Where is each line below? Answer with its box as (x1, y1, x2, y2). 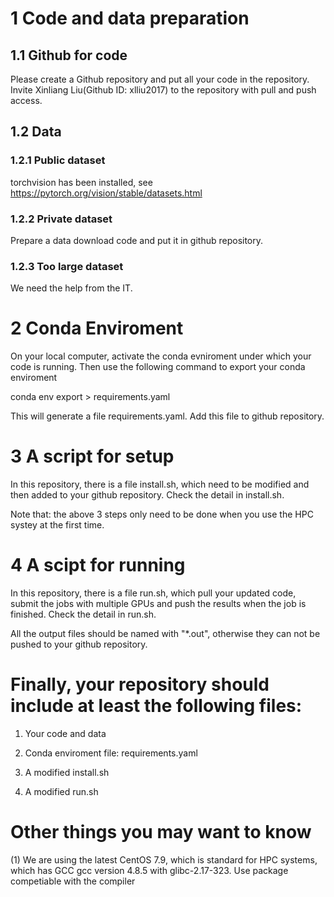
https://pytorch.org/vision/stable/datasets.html (10, 187, 203, 199)
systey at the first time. (10, 519, 105, 531)
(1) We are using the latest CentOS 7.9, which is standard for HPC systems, (10, 853, 318, 866)
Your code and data (24, 728, 107, 740)
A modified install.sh (24, 767, 110, 779)
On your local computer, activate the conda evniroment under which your (10, 350, 312, 362)
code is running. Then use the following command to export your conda (10, 361, 306, 373)
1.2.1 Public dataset (10, 153, 106, 167)
